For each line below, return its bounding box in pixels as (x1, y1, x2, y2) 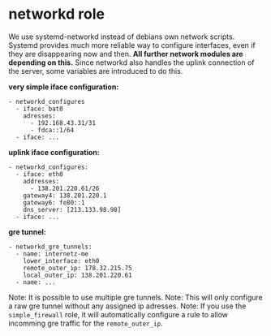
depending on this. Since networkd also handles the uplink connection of (8, 58, 255, 67)
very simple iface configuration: (8, 82, 119, 92)
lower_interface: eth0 (23, 256, 100, 265)
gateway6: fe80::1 (23, 198, 85, 207)
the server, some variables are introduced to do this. (8, 66, 183, 75)
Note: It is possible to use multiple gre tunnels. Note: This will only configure (8, 292, 264, 302)
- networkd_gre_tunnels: (8, 243, 92, 251)
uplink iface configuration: (8, 147, 100, 157)
